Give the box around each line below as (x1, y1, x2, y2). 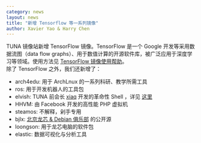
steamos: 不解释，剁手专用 (14, 108, 82, 115)
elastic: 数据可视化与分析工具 (14, 130, 87, 138)
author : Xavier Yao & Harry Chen (6, 25, 90, 32)
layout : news (6, 14, 39, 20)
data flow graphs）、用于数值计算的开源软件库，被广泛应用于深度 (26, 50, 187, 58)
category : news (6, 8, 44, 15)
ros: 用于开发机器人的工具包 (14, 85, 84, 93)
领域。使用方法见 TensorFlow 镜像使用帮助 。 (16, 58, 128, 65)
